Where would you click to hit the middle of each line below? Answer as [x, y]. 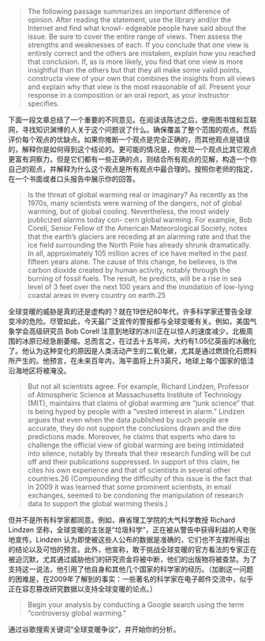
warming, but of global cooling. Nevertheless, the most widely [129, 211]
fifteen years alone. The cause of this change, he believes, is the [132, 262]
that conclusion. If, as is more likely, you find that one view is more [135, 61]
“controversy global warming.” [77, 613]
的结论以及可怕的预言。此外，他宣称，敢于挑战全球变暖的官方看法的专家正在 [132, 550]
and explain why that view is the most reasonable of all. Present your [139, 87]
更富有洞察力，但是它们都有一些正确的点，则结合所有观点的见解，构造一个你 [132, 159]
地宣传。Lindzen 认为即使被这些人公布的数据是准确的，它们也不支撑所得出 [129, 540]
